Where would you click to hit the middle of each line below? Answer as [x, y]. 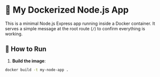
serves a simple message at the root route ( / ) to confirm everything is [75, 28]
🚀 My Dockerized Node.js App [67, 10]
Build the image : [29, 61]
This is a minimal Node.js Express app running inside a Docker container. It [80, 23]
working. [14, 34]
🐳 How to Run [26, 49]
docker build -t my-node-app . [37, 70]
